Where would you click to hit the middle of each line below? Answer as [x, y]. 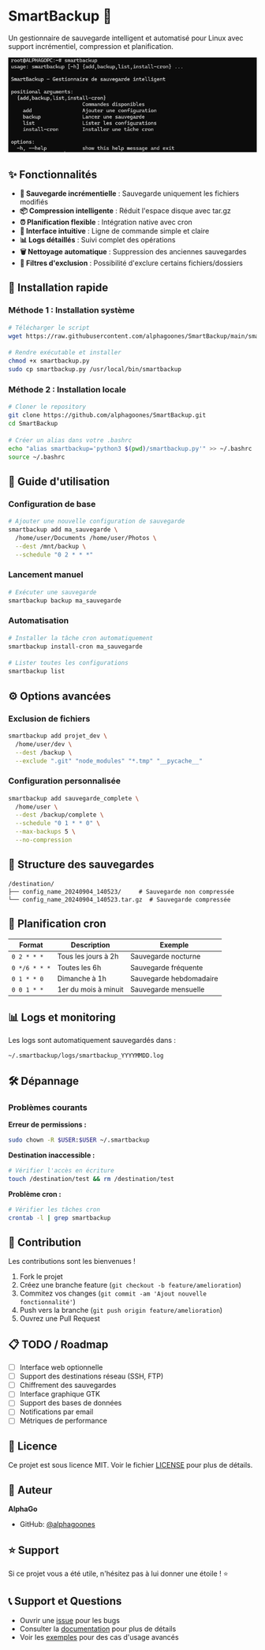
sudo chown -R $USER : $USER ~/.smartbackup [79, 1140]
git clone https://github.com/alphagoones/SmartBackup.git [107, 415]
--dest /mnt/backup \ [51, 546]
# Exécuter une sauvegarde [52, 592]
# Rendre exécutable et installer [65, 353]
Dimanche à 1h [82, 978]
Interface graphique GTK [60, 1394]
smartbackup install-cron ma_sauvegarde [76, 647]
